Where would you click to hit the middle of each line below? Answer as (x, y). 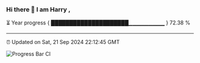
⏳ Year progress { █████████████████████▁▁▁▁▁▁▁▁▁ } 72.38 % (98, 23)
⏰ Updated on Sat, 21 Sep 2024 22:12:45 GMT (63, 42)
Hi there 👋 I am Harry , (38, 10)
